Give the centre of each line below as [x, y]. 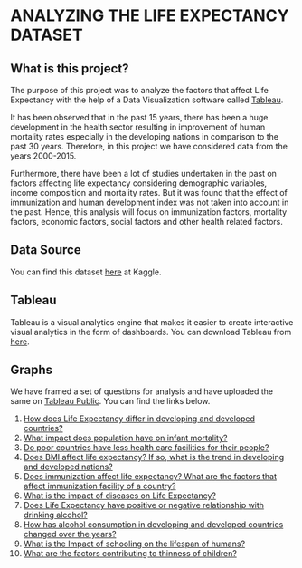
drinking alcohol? [56, 515]
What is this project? [70, 68]
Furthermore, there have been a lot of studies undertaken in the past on [143, 173]
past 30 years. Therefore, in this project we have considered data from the [149, 146]
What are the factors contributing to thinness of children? [130, 554]
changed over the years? [70, 534]
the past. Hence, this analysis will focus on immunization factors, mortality [149, 212]
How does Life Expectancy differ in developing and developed [139, 419]
